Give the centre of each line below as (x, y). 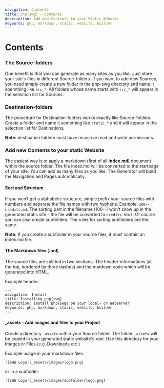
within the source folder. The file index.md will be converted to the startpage (82, 166)
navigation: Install (26, 294)
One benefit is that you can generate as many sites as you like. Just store (79, 73)
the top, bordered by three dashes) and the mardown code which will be (78, 267)
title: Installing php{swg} (34, 299)
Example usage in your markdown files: (45, 353)
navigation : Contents (27, 10)
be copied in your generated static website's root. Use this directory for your (82, 339)
